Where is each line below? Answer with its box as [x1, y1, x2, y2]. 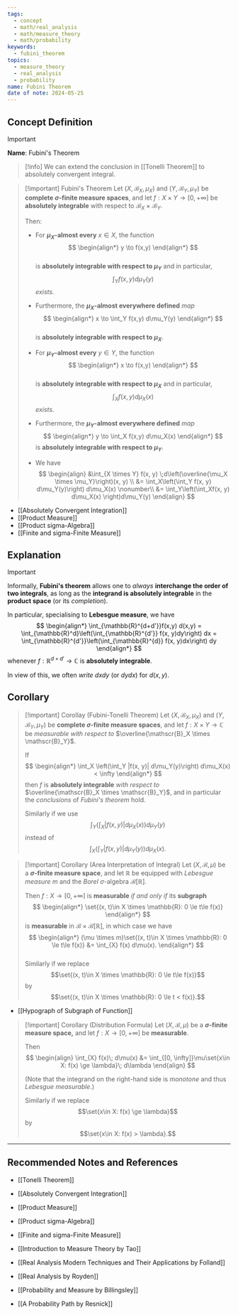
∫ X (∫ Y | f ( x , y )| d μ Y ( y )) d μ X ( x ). [89, 845, 166, 855]
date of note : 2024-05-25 [7, 90, 84, 97]
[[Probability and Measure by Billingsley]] [17, 1285, 139, 1294]
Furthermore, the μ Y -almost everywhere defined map [35, 418, 195, 429]
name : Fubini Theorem [7, 83, 72, 90]
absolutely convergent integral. [24, 170, 115, 178]
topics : [7, 57, 30, 64]
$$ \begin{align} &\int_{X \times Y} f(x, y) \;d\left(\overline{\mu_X [38, 470, 228, 478]
